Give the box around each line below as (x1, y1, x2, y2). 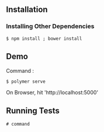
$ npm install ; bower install (6, 35, 82, 42)
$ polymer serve (6, 79, 46, 84)
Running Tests (6, 106, 60, 116)
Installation (6, 5, 48, 15)
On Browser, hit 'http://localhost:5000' (6, 89, 98, 96)
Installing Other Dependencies (6, 22, 95, 31)
